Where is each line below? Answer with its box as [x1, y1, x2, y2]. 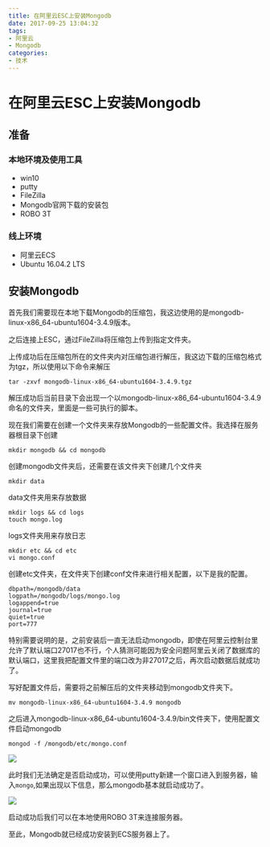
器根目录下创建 [8, 430, 58, 439]
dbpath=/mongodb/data [8, 585, 81, 593]
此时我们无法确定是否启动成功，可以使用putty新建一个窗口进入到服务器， [8, 770, 252, 779]
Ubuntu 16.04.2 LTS [19, 259, 86, 269]
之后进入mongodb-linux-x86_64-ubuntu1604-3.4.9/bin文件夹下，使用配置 [8, 713, 253, 723]
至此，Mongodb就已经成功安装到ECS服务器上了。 [8, 829, 174, 839]
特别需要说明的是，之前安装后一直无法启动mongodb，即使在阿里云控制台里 [8, 635, 259, 644]
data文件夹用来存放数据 [8, 492, 87, 502]
